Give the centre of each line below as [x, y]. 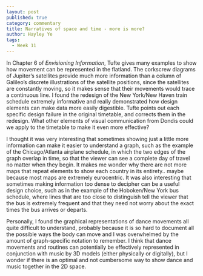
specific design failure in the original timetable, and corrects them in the [96, 114]
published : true [27, 18]
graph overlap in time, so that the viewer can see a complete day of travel [98, 158]
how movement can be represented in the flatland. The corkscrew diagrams [101, 69]
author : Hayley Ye [29, 34]
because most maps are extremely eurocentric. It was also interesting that [99, 177]
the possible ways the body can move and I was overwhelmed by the [92, 234]
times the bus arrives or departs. [47, 209]
